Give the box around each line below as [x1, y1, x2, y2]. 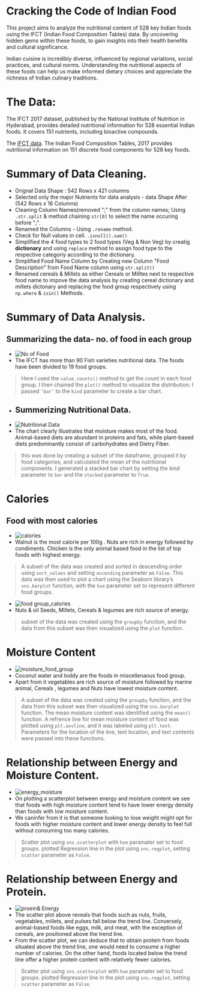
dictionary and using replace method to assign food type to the [14, 244, 173, 252]
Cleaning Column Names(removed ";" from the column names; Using [14, 206, 186, 213]
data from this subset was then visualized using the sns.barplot [20, 702, 179, 710]
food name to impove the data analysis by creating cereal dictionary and [14, 276, 194, 283]
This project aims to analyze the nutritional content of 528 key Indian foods [6, 24, 192, 31]
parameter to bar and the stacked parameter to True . [20, 471, 151, 478]
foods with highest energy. [14, 551, 82, 558]
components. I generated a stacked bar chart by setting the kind [20, 465, 180, 472]
